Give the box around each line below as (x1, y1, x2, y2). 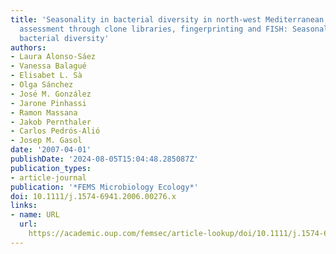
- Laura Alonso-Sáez (10, 52, 97, 62)
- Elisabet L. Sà (10, 71, 83, 81)
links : (10, 201, 38, 211)
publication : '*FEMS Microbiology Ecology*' (10, 182, 199, 192)
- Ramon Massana (10, 107, 78, 118)
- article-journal (10, 172, 87, 183)
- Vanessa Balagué (10, 61, 87, 71)
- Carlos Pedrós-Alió (10, 126, 101, 136)
